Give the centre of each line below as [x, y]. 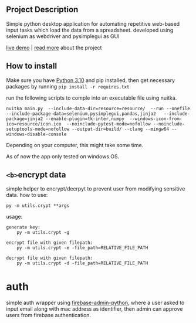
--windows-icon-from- [156, 119]
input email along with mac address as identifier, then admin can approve [94, 309]
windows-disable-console [36, 134]
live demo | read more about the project [54, 47]
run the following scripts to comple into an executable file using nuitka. [92, 98]
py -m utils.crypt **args [38, 206]
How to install [32, 66]
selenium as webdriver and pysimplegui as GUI [63, 36]
